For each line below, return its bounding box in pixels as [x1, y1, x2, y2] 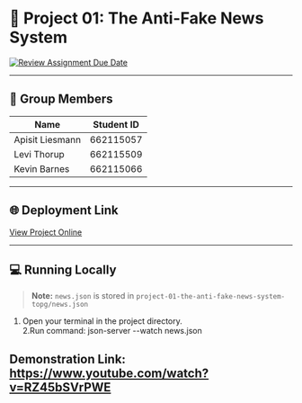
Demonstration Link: [9, 351, 126, 367]
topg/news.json [31, 300, 89, 309]
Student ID [93, 118, 139, 130]
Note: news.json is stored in [31, 291, 135, 301]
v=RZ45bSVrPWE [9, 380, 111, 395]
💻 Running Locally [9, 262, 117, 277]
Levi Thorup [13, 148, 65, 160]
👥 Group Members [9, 92, 114, 107]
